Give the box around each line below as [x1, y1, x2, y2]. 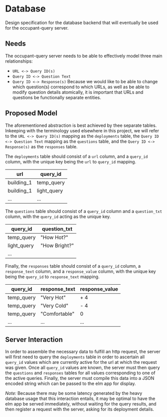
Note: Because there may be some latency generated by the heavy [5, 390, 143, 396]
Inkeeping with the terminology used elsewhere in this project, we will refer [5, 127, 160, 133]
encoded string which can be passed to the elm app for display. [5, 380, 136, 386]
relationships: [5, 58, 33, 64]
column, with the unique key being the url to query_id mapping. [5, 158, 136, 164]
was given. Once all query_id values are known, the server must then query [5, 364, 161, 371]
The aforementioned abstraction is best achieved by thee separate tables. [5, 122, 157, 128]
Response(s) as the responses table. [5, 143, 78, 149]
